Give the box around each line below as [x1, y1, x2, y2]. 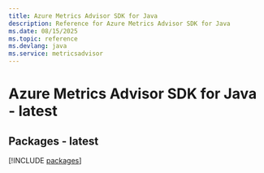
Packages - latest [8, 134, 99, 148]
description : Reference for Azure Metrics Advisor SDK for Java [8, 19, 231, 28]
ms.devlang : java [8, 42, 67, 50]
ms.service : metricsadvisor [8, 50, 104, 58]
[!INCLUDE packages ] [8, 156, 82, 165]
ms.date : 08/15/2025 [8, 27, 79, 35]
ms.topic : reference [8, 34, 79, 43]
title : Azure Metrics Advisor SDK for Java [8, 11, 158, 20]
